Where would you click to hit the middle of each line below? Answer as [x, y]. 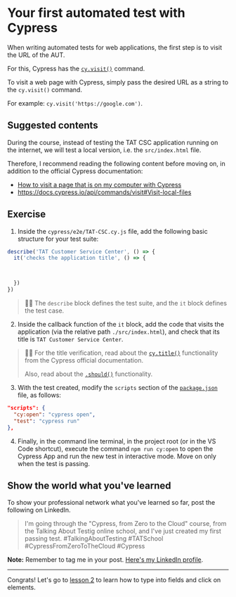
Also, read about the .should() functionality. [88, 374]
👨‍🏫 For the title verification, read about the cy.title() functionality [121, 353]
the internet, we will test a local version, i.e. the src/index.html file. [104, 150]
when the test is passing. [53, 463]
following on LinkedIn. [39, 510]
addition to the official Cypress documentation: [75, 171]
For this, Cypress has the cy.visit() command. [76, 68]
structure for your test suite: [58, 239]
